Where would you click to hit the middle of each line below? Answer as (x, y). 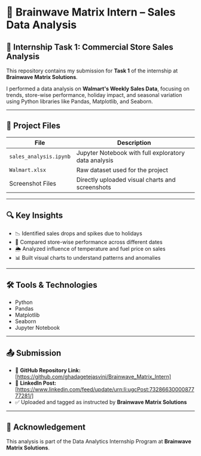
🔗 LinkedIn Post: (36, 383)
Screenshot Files (33, 183)
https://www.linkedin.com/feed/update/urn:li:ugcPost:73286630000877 (106, 390)
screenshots (94, 187)
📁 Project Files (33, 126)
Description (134, 142)
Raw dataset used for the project (122, 170)
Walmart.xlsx (28, 170)
